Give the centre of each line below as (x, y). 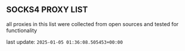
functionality (22, 30)
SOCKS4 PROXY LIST (47, 10)
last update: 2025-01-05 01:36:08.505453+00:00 (65, 42)
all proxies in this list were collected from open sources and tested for (92, 24)
